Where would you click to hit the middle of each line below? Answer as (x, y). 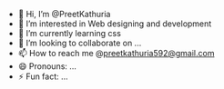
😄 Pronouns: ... (47, 66)
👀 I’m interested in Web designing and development (115, 24)
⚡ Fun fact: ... (43, 76)
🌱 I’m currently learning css (69, 33)
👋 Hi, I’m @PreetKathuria (64, 14)
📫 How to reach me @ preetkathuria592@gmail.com (116, 53)
